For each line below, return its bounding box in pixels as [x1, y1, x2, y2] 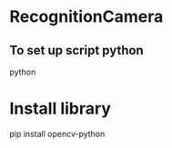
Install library [9, 98, 112, 119]
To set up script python [9, 43, 144, 58]
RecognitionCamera [9, 6, 164, 27]
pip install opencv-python [9, 128, 106, 139]
